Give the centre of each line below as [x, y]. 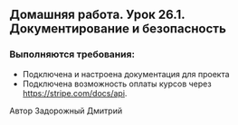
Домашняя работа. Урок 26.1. [97, 15]
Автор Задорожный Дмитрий [66, 111]
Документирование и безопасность [118, 29]
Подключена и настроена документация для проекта [126, 74]
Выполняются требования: [72, 55]
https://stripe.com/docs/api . [75, 93]
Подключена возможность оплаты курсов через [117, 84]
